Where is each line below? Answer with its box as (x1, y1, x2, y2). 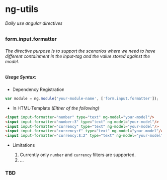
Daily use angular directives (5, 20, 63, 26)
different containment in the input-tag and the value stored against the (5, 53, 150, 59)
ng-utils (5, 3, 39, 15)
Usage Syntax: (5, 74, 37, 80)
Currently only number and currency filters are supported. (19, 152, 136, 158)
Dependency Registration (12, 86, 65, 92)
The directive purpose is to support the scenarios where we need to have (5, 48, 156, 54)
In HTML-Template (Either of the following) (12, 105, 100, 111)
